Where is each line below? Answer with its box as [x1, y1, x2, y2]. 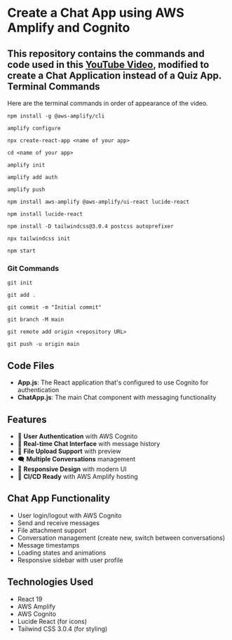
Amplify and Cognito [7, 20, 130, 36]
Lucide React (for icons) [17, 617, 88, 625]
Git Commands [7, 263, 60, 273]
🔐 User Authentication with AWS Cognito [17, 432, 138, 440]
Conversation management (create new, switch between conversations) [17, 534, 226, 542]
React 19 [17, 594, 43, 603]
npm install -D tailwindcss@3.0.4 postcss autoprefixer [7, 223, 174, 230]
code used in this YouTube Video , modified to [7, 58, 210, 71]
